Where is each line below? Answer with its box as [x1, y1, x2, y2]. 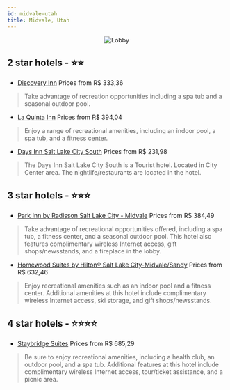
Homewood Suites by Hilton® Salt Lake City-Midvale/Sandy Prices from [17, 260, 222, 269]
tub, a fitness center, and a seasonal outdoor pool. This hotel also [24, 233, 212, 241]
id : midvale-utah [7, 10, 58, 17]
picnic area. [24, 375, 58, 383]
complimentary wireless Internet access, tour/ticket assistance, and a [24, 367, 224, 376]
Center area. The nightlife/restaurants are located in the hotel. [24, 169, 202, 177]
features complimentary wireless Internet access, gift [24, 240, 177, 248]
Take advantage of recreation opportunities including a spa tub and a [24, 92, 222, 101]
